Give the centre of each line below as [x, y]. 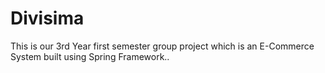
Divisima [47, 18]
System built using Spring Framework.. [90, 56]
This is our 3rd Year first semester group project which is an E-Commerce [162, 46]
